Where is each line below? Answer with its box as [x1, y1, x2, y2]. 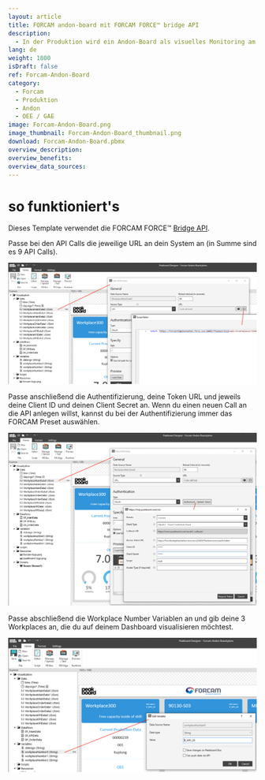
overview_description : [8, 146, 83, 154]
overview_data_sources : [8, 162, 87, 170]
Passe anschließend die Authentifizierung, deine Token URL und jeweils [8, 391, 241, 401]
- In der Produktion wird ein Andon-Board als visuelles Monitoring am [15, 38, 256, 46]
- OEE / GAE [15, 113, 55, 121]
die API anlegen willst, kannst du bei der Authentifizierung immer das [8, 409, 233, 418]
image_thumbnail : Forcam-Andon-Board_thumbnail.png [8, 129, 181, 137]
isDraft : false [8, 63, 58, 71]
